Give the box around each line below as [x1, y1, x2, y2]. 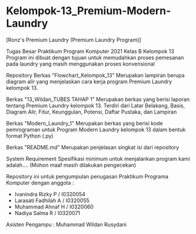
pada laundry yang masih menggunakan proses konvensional [6, 60, 155, 67]
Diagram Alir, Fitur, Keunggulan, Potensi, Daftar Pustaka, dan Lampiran [6, 108, 177, 115]
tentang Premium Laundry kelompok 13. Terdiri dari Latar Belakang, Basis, [6, 102, 185, 109]
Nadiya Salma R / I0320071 [14, 209, 81, 216]
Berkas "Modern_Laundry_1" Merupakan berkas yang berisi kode [6, 119, 163, 126]
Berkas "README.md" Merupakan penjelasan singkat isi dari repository [6, 144, 180, 151]
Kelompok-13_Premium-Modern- [6, 4, 171, 18]
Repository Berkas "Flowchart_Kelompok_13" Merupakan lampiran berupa [6, 71, 185, 79]
